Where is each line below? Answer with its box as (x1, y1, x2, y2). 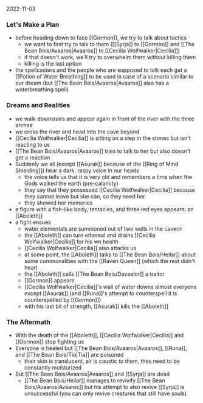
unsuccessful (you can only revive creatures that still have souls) (24, 390, 187, 397)
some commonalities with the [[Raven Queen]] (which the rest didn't (24, 257, 196, 264)
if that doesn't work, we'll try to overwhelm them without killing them (24, 54, 196, 61)
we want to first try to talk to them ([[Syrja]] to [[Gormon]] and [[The (24, 41, 195, 48)
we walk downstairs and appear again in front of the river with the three (15, 115, 194, 122)
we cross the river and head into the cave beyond (15, 128, 140, 135)
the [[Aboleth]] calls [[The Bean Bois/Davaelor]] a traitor (24, 270, 165, 278)
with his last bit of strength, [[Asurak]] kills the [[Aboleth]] (24, 303, 169, 310)
